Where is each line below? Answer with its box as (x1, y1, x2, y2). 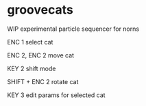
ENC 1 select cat (7, 38, 53, 46)
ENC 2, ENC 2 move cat (7, 51, 74, 59)
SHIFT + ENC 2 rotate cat (7, 77, 79, 85)
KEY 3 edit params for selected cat (7, 91, 106, 99)
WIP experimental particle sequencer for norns (7, 25, 139, 33)
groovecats (7, 2, 73, 18)
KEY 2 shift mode (7, 64, 56, 72)
